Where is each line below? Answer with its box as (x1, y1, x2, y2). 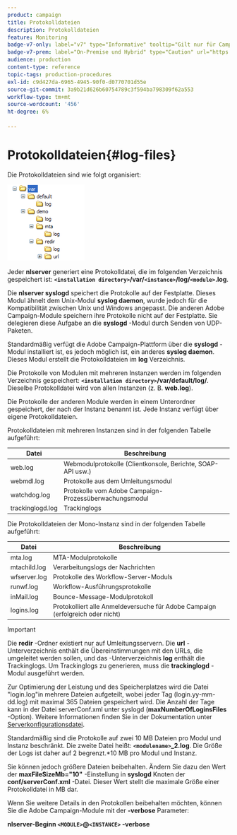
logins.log (10, 606, 39, 615)
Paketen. (7, 326, 33, 335)
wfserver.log (10, 573, 47, 581)
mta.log (10, 553, 32, 562)
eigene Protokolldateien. (7, 412, 78, 420)
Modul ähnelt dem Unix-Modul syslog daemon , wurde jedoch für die (7, 296, 207, 304)
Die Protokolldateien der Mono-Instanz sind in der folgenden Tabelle (7, 519, 206, 528)
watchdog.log (10, 490, 51, 499)
